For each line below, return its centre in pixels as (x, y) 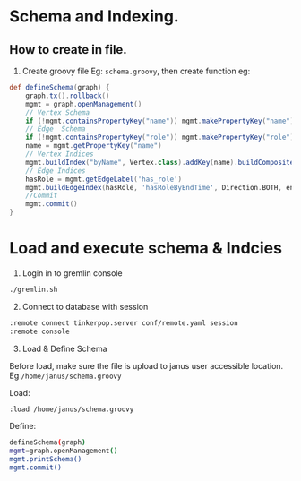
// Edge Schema (56, 129)
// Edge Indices (56, 171)
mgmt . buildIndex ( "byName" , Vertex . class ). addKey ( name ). (132, 162)
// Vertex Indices (60, 154)
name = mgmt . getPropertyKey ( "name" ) (94, 146)
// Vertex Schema (58, 112)
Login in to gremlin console (72, 273)
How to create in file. (68, 50)
